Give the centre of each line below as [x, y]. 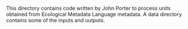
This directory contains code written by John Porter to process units [88, 8]
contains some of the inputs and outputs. [56, 20]
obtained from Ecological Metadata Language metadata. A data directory [94, 14]
